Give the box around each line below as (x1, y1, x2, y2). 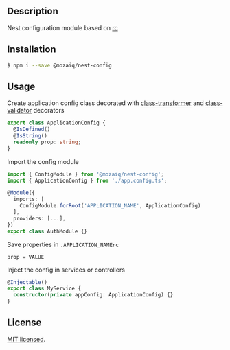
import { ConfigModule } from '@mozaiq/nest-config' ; (7, 171, 165, 178)
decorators (33, 106, 65, 115)
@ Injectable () (7, 279, 48, 285)
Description (7, 5, 58, 17)
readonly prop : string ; (13, 139, 81, 145)
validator (7, 106, 32, 115)
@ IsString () (13, 132, 48, 139)
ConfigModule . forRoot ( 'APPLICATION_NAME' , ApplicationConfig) (19, 202, 201, 209)
